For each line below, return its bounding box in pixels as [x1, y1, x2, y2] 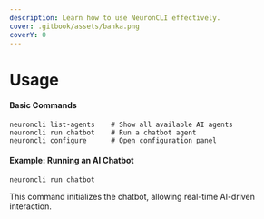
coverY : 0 [9, 30, 47, 39]
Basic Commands [9, 100, 77, 111]
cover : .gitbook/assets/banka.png [9, 22, 141, 31]
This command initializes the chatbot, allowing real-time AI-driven [9, 191, 256, 202]
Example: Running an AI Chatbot [9, 155, 134, 166]
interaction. [9, 201, 53, 212]
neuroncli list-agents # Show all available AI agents [9, 120, 233, 129]
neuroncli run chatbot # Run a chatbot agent [9, 128, 197, 137]
